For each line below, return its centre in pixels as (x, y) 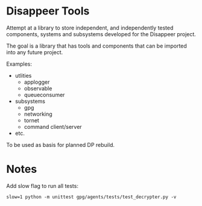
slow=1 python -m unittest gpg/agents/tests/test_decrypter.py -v (91, 197)
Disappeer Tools (48, 11)
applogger (37, 82)
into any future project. (35, 52)
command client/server (53, 126)
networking (38, 114)
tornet (31, 120)
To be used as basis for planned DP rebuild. (60, 145)
